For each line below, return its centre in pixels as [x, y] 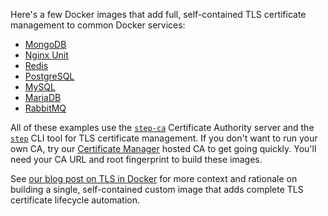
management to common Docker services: [98, 25]
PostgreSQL [49, 76]
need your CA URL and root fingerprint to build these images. [136, 159]
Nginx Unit [46, 55]
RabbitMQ [45, 108]
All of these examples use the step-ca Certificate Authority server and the [162, 127]
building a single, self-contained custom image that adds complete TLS [157, 189]
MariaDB [43, 97]
